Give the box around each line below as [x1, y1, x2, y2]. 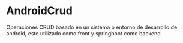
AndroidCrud [6, 4, 73, 18]
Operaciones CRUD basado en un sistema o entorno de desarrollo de [6, 24, 178, 31]
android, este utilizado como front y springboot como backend [6, 29, 161, 37]
